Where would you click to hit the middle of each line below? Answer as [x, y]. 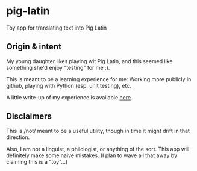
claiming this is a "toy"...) [37, 161]
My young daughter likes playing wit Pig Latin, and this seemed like [89, 61]
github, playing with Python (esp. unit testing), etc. [69, 85]
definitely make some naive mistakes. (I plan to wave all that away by [92, 155]
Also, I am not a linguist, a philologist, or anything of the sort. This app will [98, 149]
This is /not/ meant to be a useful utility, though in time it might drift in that [98, 131]
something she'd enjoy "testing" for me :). [58, 67]
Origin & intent [34, 47]
